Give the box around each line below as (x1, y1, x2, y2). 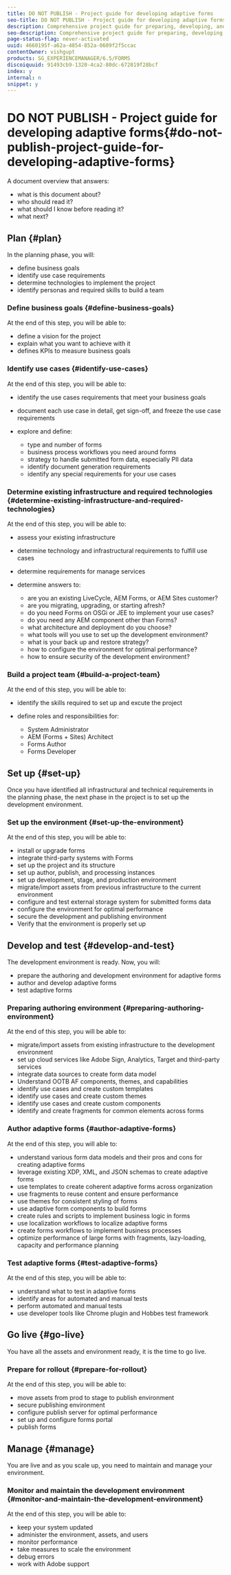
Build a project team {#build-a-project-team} (7, 669, 161, 679)
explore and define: (16, 427, 73, 435)
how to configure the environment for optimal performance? (27, 645, 198, 653)
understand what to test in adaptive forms (16, 1287, 136, 1295)
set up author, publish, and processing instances (16, 868, 155, 877)
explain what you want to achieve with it (16, 339, 131, 348)
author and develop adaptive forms (16, 979, 117, 987)
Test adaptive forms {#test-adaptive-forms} (7, 1258, 158, 1268)
